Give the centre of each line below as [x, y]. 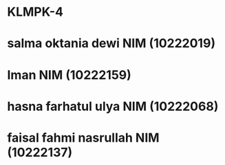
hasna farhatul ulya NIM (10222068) [113, 106]
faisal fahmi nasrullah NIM [83, 137]
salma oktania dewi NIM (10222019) [111, 44]
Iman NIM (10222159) [69, 75]
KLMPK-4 [35, 12]
